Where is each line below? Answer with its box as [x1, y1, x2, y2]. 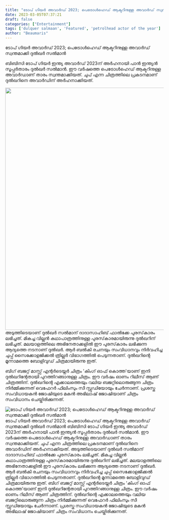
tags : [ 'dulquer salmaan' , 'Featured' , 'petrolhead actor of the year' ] [5, 26, 161, 31]
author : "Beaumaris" [5, 31, 49, 36]
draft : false [5, 17, 33, 22]
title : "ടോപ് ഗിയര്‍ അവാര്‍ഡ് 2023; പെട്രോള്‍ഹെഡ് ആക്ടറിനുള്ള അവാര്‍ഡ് [5, 7, 154, 13]
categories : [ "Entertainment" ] [5, 21, 71, 27]
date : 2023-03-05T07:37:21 [5, 12, 62, 17]
